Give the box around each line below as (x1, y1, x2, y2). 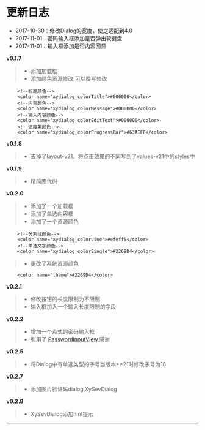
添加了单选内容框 (30, 209, 74, 217)
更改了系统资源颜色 (30, 260, 79, 267)
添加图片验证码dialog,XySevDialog (30, 385, 117, 393)
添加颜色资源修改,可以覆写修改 (30, 75, 107, 82)
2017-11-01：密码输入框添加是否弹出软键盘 (15, 34, 123, 42)
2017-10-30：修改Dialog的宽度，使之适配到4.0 (15, 27, 133, 34)
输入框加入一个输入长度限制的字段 (30, 303, 117, 310)
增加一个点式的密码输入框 (30, 328, 95, 335)
